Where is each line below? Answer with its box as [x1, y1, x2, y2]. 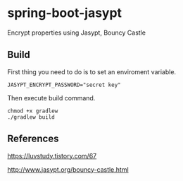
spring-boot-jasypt [7, 5, 122, 21]
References [7, 133, 59, 145]
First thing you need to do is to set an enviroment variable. [7, 67, 177, 76]
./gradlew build [7, 113, 55, 121]
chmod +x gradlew [7, 107, 58, 115]
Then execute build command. [7, 93, 96, 102]
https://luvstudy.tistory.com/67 [7, 151, 97, 160]
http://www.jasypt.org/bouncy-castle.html [7, 165, 129, 174]
